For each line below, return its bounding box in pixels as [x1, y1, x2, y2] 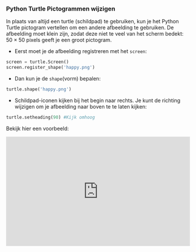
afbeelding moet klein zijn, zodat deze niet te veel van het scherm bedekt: [6, 30, 184, 37]
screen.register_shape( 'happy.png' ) [6, 65, 95, 71]
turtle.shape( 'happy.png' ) [6, 86, 72, 92]
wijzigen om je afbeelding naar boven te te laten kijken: [14, 103, 147, 110]
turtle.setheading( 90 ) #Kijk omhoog [6, 114, 95, 120]
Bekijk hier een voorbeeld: [6, 125, 69, 132]
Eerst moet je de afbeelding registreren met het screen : [14, 48, 147, 55]
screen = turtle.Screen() [6, 59, 69, 65]
